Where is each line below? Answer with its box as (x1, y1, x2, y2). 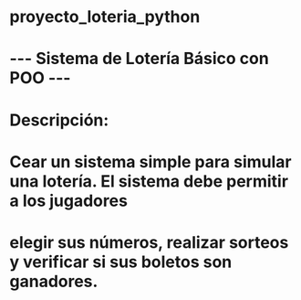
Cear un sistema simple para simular (9, 151, 292, 172)
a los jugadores (9, 190, 128, 211)
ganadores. (9, 271, 99, 292)
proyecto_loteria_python (9, 6, 201, 27)
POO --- (9, 68, 71, 89)
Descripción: (9, 110, 109, 130)
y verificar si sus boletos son (9, 252, 233, 272)
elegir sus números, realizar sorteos (9, 231, 289, 252)
